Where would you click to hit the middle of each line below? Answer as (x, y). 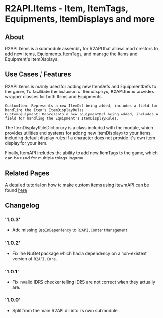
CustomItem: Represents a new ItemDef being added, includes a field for (82, 106)
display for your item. (26, 143)
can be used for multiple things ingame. (45, 158)
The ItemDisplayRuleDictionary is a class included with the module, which (79, 127)
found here (16, 190)
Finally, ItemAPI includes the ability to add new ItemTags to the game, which (81, 153)
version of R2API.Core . (34, 259)
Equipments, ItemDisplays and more (80, 19)
